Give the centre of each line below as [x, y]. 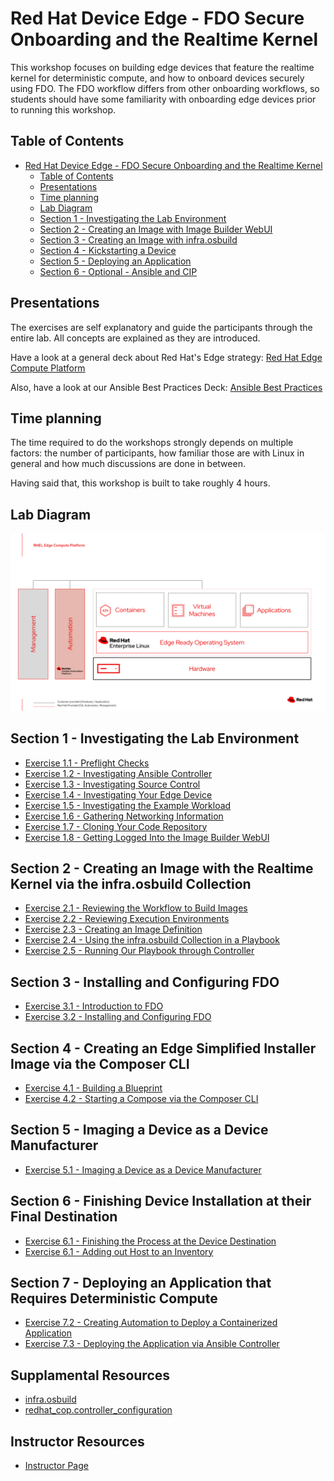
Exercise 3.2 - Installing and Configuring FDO [118, 1017]
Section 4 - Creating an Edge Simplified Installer [163, 1048]
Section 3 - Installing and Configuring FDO [145, 982]
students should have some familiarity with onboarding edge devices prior [163, 99]
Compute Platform [48, 368]
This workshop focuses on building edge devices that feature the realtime [162, 67]
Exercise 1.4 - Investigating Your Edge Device [118, 794]
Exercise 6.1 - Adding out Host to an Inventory [119, 1251]
